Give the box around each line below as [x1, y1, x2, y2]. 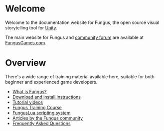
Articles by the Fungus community [12, 115, 83, 121]
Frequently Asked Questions [12, 120, 71, 126]
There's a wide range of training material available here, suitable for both [5, 73, 155, 80]
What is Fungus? [12, 88, 47, 95]
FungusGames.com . [5, 39, 46, 45]
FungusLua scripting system [12, 110, 71, 116]
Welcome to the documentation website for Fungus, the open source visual [5, 19, 160, 25]
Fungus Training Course [12, 104, 62, 110]
